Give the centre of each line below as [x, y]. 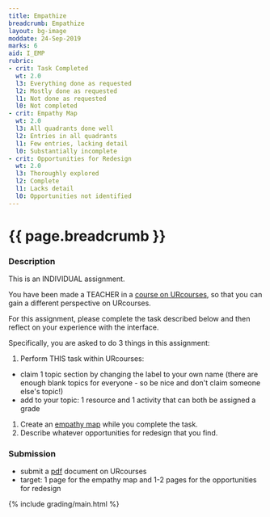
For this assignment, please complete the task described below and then [129, 319]
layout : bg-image [38, 31]
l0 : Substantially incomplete [66, 151]
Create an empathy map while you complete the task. [109, 424]
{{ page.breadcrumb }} [87, 236]
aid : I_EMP [27, 53]
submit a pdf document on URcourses [83, 471]
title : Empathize [38, 16]
